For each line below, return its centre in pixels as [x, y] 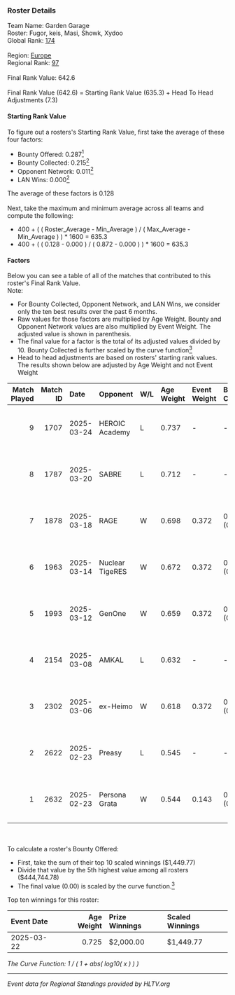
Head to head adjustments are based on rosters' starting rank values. [117, 357]
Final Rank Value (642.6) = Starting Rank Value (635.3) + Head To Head [110, 92]
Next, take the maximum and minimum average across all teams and [106, 208]
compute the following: [40, 216]
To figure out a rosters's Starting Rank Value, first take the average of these [116, 132]
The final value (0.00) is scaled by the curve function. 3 [96, 885]
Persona [113, 795]
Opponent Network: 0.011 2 [55, 170]
